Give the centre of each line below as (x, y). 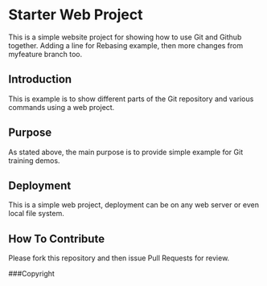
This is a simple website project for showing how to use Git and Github (125, 37)
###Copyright (31, 274)
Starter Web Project (76, 15)
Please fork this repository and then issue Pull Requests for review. (119, 258)
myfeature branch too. (45, 54)
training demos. (34, 160)
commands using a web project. (62, 107)
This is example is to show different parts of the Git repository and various (131, 99)
